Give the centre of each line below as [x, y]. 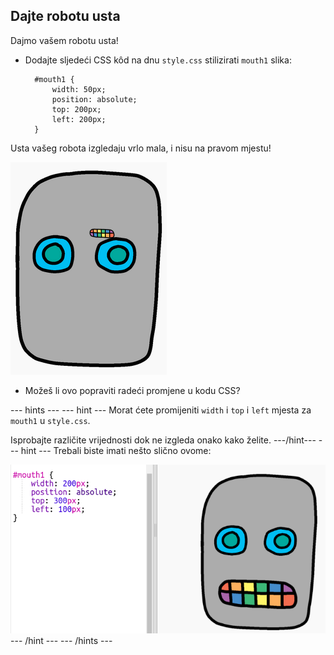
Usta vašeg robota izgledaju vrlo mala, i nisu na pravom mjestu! [141, 148]
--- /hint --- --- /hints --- [61, 641]
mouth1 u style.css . [50, 420]
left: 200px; [79, 119]
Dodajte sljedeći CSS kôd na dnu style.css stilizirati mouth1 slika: [158, 60]
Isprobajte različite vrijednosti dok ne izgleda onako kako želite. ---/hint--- [163, 440]
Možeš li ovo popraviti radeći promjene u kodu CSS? [132, 390]
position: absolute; [94, 99]
